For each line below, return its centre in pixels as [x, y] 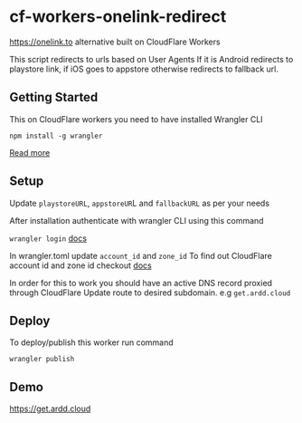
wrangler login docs [48, 238]
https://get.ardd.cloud [50, 409]
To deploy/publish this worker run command [91, 342]
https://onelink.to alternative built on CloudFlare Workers [115, 42]
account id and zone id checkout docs [80, 265]
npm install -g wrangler [56, 136]
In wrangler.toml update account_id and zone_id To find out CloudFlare [141, 255]
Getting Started [54, 97]
